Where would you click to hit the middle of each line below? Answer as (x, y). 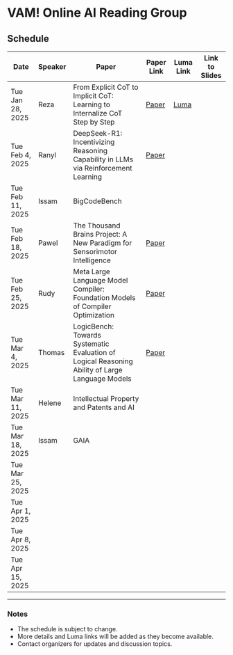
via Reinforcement (103, 168)
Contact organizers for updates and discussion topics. (95, 644)
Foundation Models (104, 298)
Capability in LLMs (103, 159)
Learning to (92, 104)
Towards (87, 335)
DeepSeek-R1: (97, 133)
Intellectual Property (106, 398)
